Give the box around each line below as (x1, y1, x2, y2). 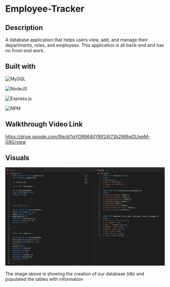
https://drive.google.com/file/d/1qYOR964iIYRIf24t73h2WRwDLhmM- (5, 133, 150, 140)
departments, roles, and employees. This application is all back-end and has (5, 42, 164, 48)
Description (5, 23, 43, 32)
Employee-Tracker (5, 3, 84, 15)
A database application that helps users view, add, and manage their (5, 37, 148, 43)
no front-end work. (5, 48, 45, 53)
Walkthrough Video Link (5, 120, 83, 129)
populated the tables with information (5, 276, 83, 282)
